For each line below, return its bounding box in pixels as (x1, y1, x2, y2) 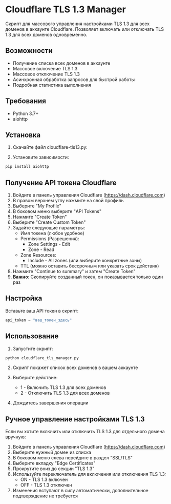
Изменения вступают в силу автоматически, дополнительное (12, 488, 148, 494)
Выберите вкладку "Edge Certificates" (12, 460, 96, 467)
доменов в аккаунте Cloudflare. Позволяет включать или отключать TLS (5, 26, 164, 32)
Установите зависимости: (12, 154, 69, 160)
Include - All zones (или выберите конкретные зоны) (28, 258, 142, 264)
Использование (5, 332, 59, 341)
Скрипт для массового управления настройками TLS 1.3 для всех (5, 21, 150, 27)
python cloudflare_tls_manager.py (5, 355, 79, 360)
